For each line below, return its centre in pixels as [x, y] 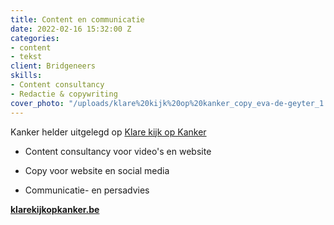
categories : [35, 38]
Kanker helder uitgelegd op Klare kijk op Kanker [108, 132]
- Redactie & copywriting [64, 94]
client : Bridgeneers [53, 66]
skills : [26, 76]
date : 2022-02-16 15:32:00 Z [71, 29]
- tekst [26, 57]
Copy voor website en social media [97, 170]
